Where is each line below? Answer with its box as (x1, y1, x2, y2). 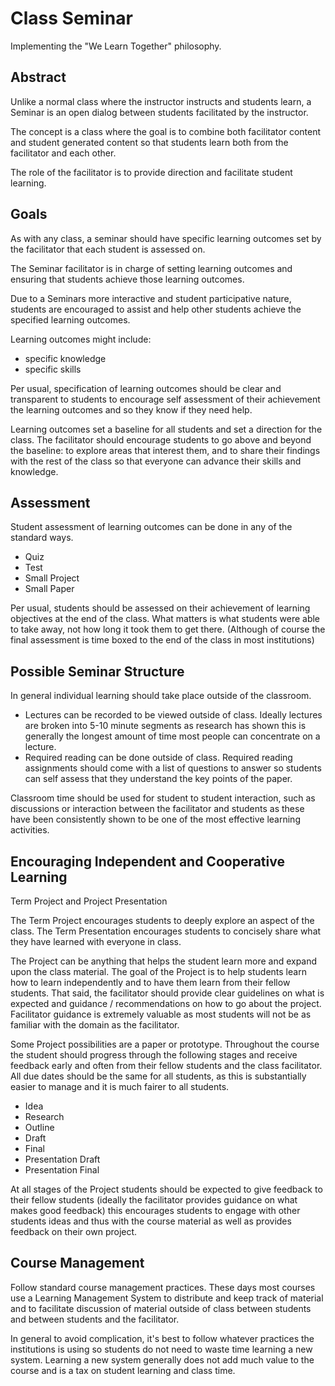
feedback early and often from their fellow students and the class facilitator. (10, 1060, 323, 1071)
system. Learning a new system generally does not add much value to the (10, 1353, 315, 1366)
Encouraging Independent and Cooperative (10, 853, 285, 870)
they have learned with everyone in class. (10, 936, 182, 947)
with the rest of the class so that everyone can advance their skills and (10, 455, 302, 467)
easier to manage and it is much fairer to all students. (10, 1081, 230, 1092)
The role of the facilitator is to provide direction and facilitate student (10, 166, 293, 178)
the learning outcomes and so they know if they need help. (10, 403, 253, 416)
